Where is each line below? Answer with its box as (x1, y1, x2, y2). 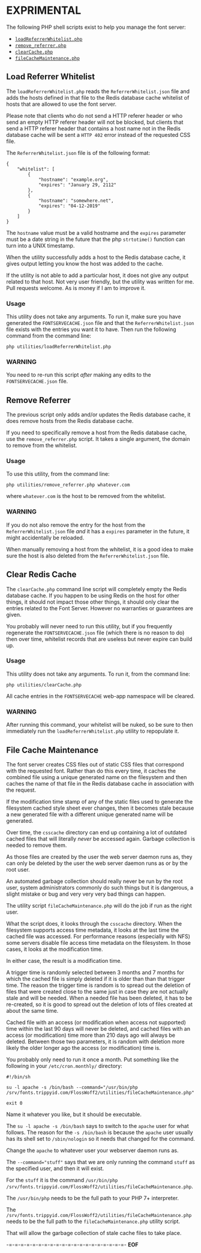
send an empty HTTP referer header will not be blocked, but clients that (6, 118, 184, 126)
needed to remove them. (6, 842, 67, 849)
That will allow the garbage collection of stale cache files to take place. (6, 1229, 182, 1236)
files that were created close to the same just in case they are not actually (6, 988, 188, 995)
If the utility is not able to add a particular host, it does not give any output (6, 272, 189, 279)
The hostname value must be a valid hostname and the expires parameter (6, 229, 186, 236)
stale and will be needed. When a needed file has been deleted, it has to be (6, 994, 193, 1001)
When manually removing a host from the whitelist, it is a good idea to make (6, 545, 194, 553)
